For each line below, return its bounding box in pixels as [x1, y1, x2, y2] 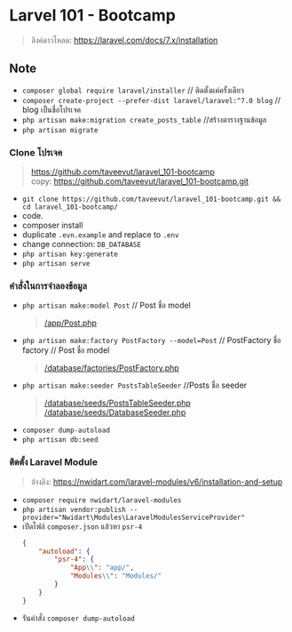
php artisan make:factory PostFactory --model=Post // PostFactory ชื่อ [21, 335, 281, 346]
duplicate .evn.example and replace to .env [21, 229, 179, 240]
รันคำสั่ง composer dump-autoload [21, 612, 135, 623]
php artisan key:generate [21, 250, 118, 259]
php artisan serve [21, 260, 91, 268]
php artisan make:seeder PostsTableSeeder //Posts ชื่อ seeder [21, 380, 248, 391]
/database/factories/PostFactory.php [43, 363, 179, 373]
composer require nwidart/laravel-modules [21, 495, 182, 505]
